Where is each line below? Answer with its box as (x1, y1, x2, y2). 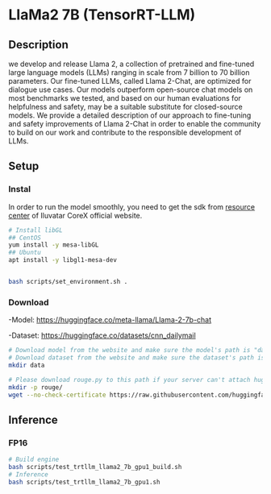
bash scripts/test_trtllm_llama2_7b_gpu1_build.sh (8, 463, 182, 471)
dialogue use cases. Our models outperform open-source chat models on (8, 85, 253, 94)
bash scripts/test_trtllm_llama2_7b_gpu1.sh (8, 478, 161, 486)
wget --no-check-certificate (8, 391, 106, 399)
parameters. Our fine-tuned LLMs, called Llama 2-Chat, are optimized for (8, 77, 252, 85)
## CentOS (8, 234, 42, 242)
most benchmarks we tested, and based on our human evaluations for (8, 93, 242, 102)
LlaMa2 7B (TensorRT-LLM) (8, 6, 196, 24)
